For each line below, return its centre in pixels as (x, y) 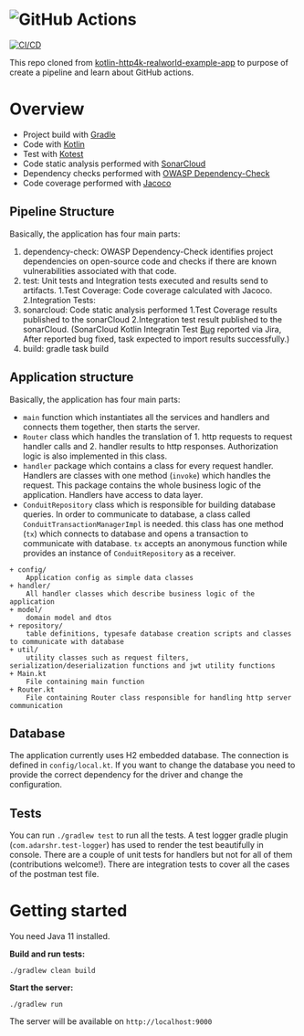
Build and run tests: (47, 954)
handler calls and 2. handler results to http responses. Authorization (150, 446)
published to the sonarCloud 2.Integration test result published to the (152, 319)
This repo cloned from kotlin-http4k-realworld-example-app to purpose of (149, 62)
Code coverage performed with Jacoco (97, 183)
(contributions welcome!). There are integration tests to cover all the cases (150, 864)
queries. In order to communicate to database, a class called (136, 514)
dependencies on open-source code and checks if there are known (149, 261)
